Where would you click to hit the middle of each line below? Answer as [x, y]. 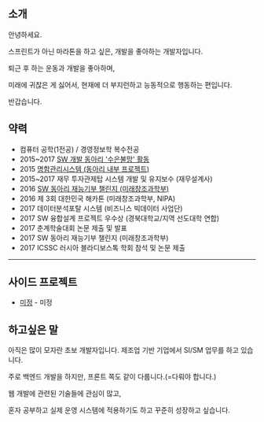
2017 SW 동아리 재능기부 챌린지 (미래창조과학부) [94, 238]
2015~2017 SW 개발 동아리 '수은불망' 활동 [84, 159]
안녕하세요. [25, 35]
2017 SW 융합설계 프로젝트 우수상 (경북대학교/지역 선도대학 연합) [119, 218]
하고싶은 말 [33, 329]
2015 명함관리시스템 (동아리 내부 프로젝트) [84, 168]
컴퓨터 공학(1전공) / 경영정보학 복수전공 [79, 149]
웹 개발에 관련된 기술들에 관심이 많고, [65, 394]
